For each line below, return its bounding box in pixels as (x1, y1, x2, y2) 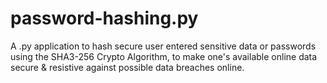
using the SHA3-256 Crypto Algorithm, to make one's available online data (10, 50, 318, 62)
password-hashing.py (10, 7, 199, 30)
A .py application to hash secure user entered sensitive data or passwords (10, 40, 317, 52)
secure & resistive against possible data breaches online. (10, 61, 245, 73)
